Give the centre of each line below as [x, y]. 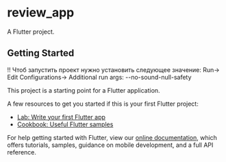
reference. [22, 152]
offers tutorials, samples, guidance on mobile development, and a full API [110, 145]
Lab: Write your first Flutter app [61, 117]
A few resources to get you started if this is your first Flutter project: [103, 104]
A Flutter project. [31, 32]
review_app [41, 13]
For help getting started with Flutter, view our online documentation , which [112, 137]
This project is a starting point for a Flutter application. [84, 90]
